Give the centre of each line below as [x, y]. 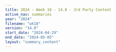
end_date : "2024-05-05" [30, 38]
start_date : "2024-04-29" [32, 33]
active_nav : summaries [28, 14]
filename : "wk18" [23, 24]
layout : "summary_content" [33, 42]
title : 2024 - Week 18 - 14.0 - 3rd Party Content [58, 10]
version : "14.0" [22, 28]
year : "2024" [19, 19]
